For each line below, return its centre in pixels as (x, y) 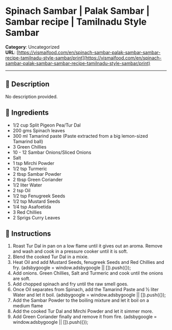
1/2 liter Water (27, 185)
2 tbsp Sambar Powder (37, 174)
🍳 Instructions (28, 233)
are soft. (21, 279)
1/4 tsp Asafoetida (32, 207)
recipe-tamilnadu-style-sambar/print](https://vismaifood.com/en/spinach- (83, 58)
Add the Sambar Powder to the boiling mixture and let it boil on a (81, 300)
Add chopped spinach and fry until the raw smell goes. (71, 284)
